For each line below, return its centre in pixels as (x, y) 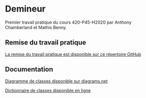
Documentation (29, 69)
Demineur (25, 9)
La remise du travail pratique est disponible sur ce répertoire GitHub (73, 54)
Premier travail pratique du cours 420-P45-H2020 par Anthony (68, 22)
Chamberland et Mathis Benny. (36, 27)
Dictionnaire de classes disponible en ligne (48, 90)
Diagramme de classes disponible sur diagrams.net (56, 81)
